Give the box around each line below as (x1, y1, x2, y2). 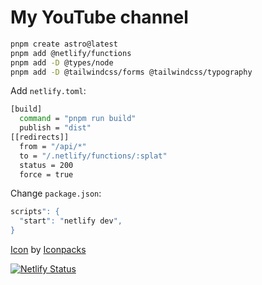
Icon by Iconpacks (10, 244, 87, 256)
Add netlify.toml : (10, 85, 87, 97)
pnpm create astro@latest (10, 39, 118, 49)
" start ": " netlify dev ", (19, 216, 123, 226)
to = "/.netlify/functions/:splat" (19, 151, 168, 161)
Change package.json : (10, 187, 102, 200)
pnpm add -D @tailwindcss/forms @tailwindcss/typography (10, 67, 253, 77)
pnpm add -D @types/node (10, 57, 114, 68)
